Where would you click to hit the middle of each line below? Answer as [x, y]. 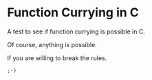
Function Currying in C [73, 13]
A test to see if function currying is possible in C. [76, 31]
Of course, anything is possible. [52, 44]
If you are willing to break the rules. [57, 58]
